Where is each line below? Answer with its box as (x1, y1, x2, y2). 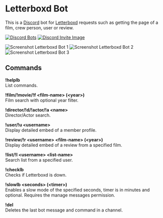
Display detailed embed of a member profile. (5, 127, 97, 133)
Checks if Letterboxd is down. (5, 172, 67, 178)
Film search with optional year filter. (5, 97, 79, 103)
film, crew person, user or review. (5, 24, 74, 30)
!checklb (5, 166, 24, 172)
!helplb (5, 77, 20, 83)
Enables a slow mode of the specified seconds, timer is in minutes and (5, 187, 150, 193)
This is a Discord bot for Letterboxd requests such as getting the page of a (5, 19, 159, 25)
